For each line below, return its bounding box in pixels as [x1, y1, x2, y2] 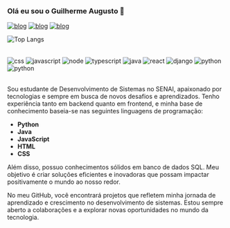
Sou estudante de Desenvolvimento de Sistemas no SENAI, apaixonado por [7, 84, 222, 93]
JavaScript [17, 135, 50, 143]
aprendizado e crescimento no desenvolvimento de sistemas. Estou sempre [7, 198, 224, 207]
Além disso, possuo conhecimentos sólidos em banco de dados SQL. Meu [7, 162, 220, 171]
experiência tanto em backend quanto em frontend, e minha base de [7, 99, 203, 108]
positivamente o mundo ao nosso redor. [7, 178, 121, 186]
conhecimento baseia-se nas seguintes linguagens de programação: [7, 106, 203, 115]
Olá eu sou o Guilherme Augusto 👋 [7, 6, 125, 16]
